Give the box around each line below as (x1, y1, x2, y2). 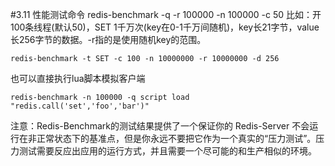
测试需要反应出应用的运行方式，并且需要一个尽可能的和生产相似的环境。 (18, 145, 317, 157)
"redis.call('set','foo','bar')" (10, 101, 150, 111)
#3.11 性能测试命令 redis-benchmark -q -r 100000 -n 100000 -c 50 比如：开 (10, 9, 322, 20)
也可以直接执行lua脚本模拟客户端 (10, 73, 146, 84)
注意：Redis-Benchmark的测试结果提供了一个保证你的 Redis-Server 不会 (10, 120, 310, 132)
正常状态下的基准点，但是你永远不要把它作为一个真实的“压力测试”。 (36, 133, 317, 144)
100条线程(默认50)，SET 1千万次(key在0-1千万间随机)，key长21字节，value (10, 21, 320, 33)
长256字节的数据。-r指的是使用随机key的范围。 (10, 34, 207, 45)
